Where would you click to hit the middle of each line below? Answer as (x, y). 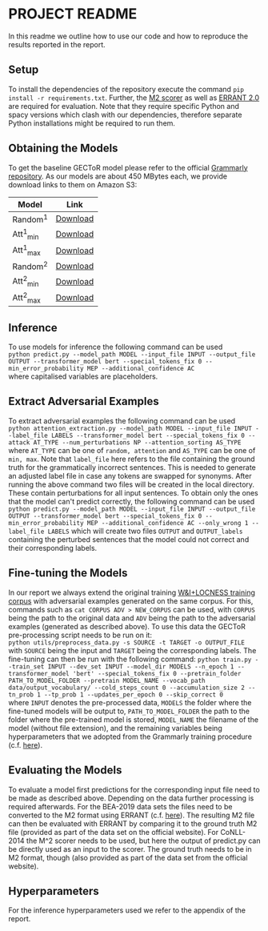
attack (19, 442)
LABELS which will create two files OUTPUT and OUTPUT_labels (145, 531)
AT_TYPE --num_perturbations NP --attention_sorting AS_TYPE (137, 442)
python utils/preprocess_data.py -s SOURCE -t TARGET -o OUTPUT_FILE (127, 642)
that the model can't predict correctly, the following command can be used (132, 501)
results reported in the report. (57, 44)
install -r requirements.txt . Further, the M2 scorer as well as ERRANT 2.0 (134, 98)
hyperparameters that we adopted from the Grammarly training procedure (130, 736)
